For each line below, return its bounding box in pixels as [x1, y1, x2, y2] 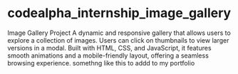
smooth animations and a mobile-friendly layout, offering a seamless [7, 51, 209, 60]
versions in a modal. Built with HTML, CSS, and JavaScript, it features [7, 43, 212, 52]
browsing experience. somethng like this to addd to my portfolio [7, 58, 195, 67]
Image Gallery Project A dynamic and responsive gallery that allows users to [7, 28, 232, 37]
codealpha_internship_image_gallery [7, 5, 232, 21]
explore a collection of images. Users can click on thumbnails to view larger [7, 36, 229, 44]
